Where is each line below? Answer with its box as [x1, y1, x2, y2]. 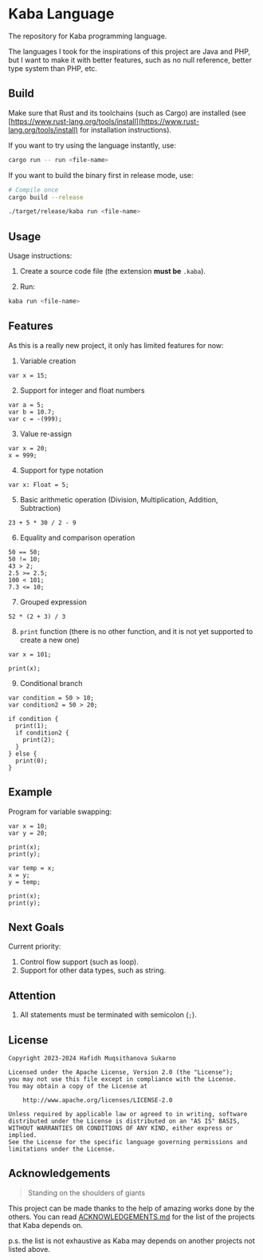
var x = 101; [8, 650, 52, 659]
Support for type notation [19, 465, 104, 475]
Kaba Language [8, 5, 115, 23]
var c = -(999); [8, 414, 62, 423]
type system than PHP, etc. [8, 63, 98, 73]
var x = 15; [8, 371, 48, 379]
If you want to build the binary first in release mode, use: [8, 170, 194, 180]
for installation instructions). [79, 125, 172, 134]
